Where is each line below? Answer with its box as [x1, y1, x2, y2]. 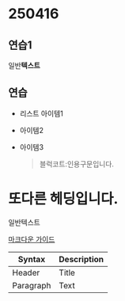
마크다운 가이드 [8, 234, 55, 244]
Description [59, 253, 104, 265]
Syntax [17, 253, 46, 265]
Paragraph [12, 280, 51, 291]
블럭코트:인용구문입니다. [39, 159, 115, 169]
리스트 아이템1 [19, 109, 63, 118]
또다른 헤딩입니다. [8, 190, 119, 208]
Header [12, 267, 40, 278]
